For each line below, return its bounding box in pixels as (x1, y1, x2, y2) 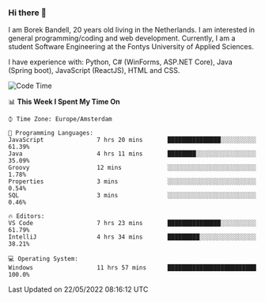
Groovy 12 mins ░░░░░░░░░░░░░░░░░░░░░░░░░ (8, 164, 257, 172)
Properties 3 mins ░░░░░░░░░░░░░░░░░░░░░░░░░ (8, 178, 257, 185)
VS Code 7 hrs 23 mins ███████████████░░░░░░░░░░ (8, 220, 257, 227)
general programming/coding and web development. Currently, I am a (8, 33, 236, 43)
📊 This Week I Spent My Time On (8, 97, 120, 106)
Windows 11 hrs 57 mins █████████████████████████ (8, 264, 257, 272)
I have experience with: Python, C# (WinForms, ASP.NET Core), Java (8, 57, 233, 67)
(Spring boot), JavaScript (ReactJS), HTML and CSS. (8, 66, 180, 75)
